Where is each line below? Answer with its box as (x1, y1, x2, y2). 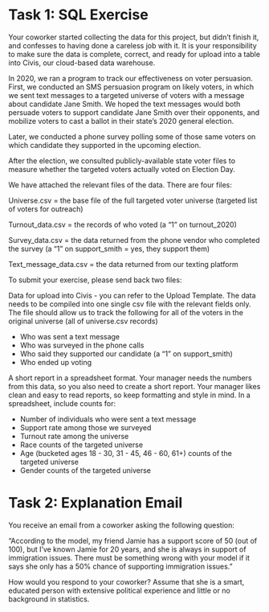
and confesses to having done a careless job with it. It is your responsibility (8, 40, 257, 50)
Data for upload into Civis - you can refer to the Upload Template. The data (8, 290, 256, 300)
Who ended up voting (19, 357, 92, 367)
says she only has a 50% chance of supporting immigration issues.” (8, 561, 233, 571)
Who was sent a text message (19, 331, 120, 341)
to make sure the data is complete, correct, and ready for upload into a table (8, 49, 261, 59)
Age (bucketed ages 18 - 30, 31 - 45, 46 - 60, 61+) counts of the (19, 448, 233, 458)
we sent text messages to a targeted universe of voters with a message (8, 90, 245, 100)
